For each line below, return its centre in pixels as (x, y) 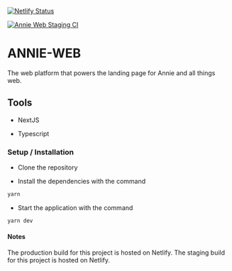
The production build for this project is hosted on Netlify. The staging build (116, 253)
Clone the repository (48, 167)
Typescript (33, 133)
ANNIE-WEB (44, 54)
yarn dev (20, 221)
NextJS (28, 120)
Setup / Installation (41, 152)
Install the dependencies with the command (82, 182)
